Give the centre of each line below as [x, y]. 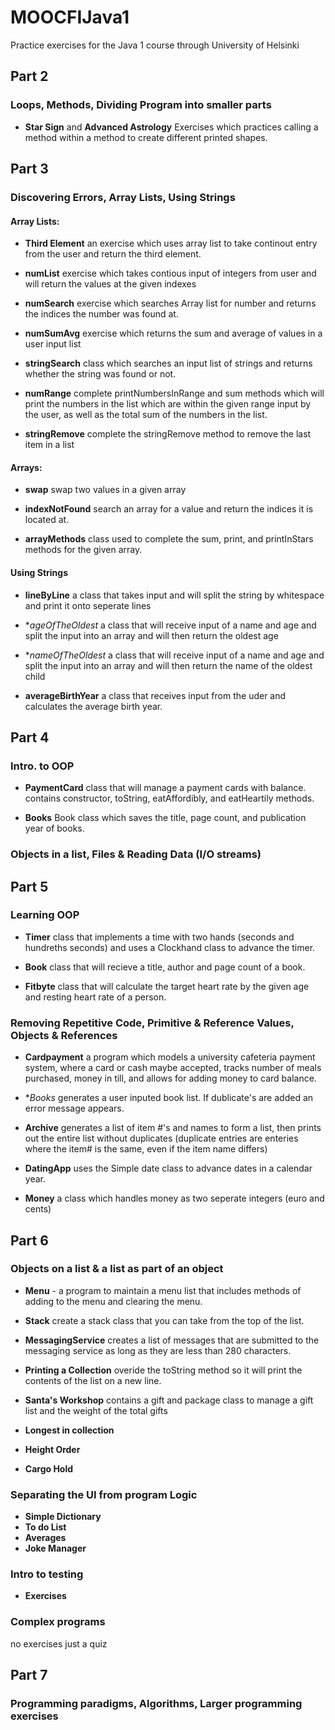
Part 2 [29, 76]
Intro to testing [47, 1574]
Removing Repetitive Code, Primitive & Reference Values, [152, 1023]
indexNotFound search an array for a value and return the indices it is [169, 509]
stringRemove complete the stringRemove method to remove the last [168, 434]
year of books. [54, 828]
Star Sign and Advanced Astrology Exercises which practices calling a [171, 127]
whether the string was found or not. [100, 374]
